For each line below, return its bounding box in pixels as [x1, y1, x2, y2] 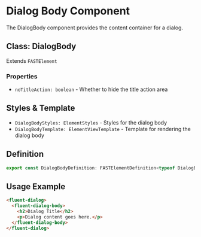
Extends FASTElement [6, 57, 57, 64]
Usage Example [6, 181, 66, 192]
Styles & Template [6, 103, 75, 113]
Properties [6, 72, 38, 80]
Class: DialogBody [6, 41, 77, 51]
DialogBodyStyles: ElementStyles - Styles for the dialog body [14, 118, 167, 126]
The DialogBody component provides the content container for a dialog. [6, 24, 184, 31]
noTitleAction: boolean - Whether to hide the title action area [14, 86, 168, 93]
